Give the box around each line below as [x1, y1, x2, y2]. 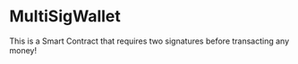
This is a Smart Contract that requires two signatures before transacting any [9, 36, 290, 46]
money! [9, 44, 38, 55]
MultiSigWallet [9, 6, 121, 27]
